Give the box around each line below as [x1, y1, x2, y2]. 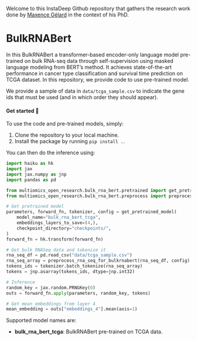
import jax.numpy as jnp [6, 171, 67, 177]
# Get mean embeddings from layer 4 [6, 301, 96, 307]
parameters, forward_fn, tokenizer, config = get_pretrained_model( [6, 209, 177, 215]
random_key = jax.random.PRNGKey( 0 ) [6, 285, 96, 291]
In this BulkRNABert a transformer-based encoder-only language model [6, 51, 179, 58]
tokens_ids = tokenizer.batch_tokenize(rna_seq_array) [6, 264, 143, 269]
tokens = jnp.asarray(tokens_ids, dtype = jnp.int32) [6, 269, 135, 275]
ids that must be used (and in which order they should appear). [6, 93, 158, 100]
